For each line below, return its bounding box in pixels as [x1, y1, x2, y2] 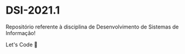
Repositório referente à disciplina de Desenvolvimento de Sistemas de [5, 23, 179, 30]
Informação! [5, 29, 36, 36]
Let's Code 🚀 [5, 41, 38, 48]
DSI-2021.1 [5, 4, 61, 17]
